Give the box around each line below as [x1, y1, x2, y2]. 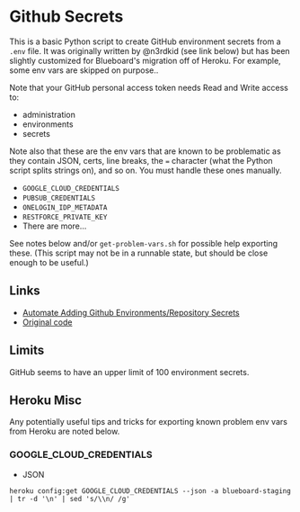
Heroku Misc [9, 392, 83, 408]
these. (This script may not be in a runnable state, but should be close [9, 247, 269, 258]
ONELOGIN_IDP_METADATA [22, 202, 108, 212]
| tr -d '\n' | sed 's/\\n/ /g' [9, 494, 130, 503]
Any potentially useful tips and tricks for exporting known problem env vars [9, 417, 287, 427]
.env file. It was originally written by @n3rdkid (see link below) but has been [9, 45, 290, 56]
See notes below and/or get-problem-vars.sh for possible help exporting [9, 238, 278, 248]
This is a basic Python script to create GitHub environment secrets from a [9, 36, 281, 47]
